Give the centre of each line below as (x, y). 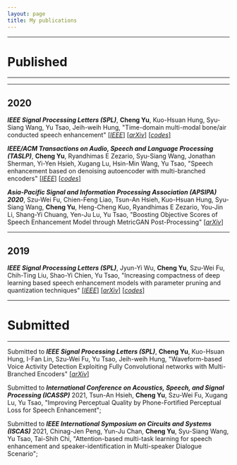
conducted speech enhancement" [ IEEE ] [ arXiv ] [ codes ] (89, 135)
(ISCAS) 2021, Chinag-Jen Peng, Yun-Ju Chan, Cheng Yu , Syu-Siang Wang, (118, 431)
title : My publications (42, 20)
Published (37, 62)
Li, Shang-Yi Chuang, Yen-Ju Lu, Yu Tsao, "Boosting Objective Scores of (113, 215)
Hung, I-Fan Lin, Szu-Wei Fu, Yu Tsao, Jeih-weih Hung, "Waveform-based (115, 359)
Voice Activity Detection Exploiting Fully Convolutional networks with (107, 366)
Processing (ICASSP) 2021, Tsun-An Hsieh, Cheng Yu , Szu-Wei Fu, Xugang (117, 395)
